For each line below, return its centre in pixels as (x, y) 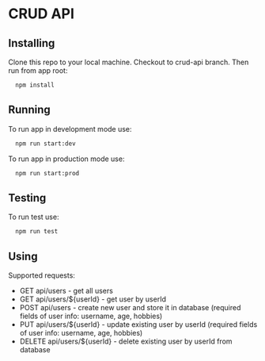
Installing (32, 43)
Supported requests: (42, 275)
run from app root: (38, 71)
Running (30, 110)
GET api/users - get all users (66, 290)
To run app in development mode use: (70, 129)
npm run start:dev (46, 144)
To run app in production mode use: (66, 159)
